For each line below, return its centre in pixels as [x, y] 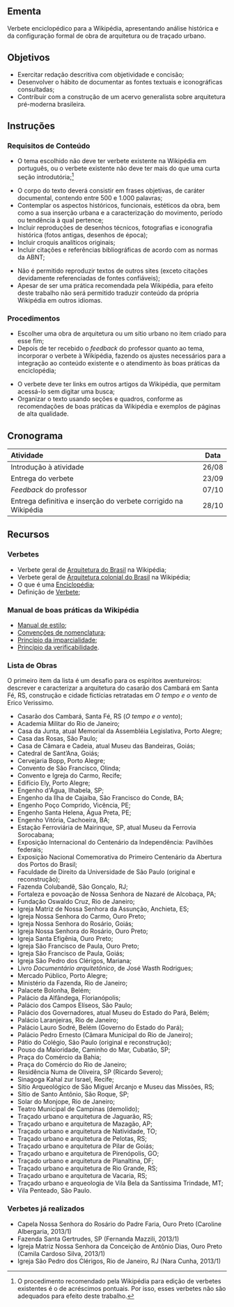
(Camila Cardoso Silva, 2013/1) [61, 1253]
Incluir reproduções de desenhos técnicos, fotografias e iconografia [115, 227]
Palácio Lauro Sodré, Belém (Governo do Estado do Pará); [101, 1027]
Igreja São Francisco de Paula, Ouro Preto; [78, 946]
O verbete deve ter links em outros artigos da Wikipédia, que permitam [119, 384]
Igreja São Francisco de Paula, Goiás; [71, 953]
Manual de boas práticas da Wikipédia [73, 610]
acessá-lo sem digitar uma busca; [66, 392]
